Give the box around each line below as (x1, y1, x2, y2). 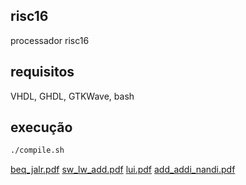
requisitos (10, 64, 75, 81)
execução (10, 119, 73, 136)
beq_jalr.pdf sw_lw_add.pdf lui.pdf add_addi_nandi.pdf (10, 164, 236, 176)
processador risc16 (10, 34, 90, 46)
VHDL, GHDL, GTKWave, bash (10, 90, 135, 102)
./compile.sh (10, 145, 65, 156)
